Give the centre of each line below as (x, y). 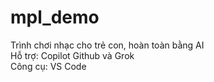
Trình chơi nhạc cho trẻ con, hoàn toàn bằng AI (107, 45)
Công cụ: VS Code (48, 66)
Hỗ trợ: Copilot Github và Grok (72, 55)
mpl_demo (55, 17)
